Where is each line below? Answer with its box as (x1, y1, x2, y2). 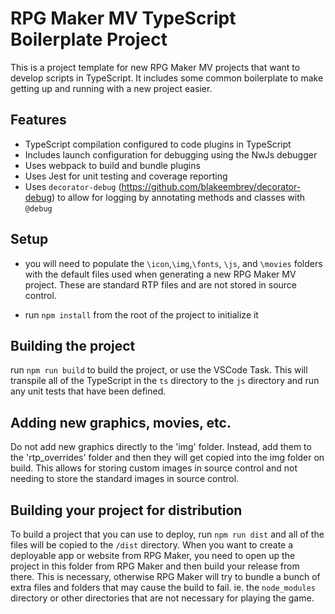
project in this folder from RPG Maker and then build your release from (10, 560, 300, 572)
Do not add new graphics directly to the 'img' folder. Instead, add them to (10, 441, 312, 453)
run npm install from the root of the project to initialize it (24, 308, 259, 321)
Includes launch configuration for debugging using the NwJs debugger (24, 148, 318, 161)
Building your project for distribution (10, 502, 243, 519)
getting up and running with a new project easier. (10, 82, 213, 94)
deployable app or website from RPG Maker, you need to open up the (10, 550, 296, 561)
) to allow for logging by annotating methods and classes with (51, 191, 306, 203)
